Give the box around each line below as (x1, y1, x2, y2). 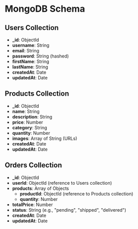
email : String (12, 48, 39, 53)
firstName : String (12, 59, 49, 64)
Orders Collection (5, 161, 62, 169)
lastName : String (12, 64, 48, 70)
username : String (12, 42, 49, 48)
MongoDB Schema (5, 3, 85, 15)
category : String (12, 124, 47, 130)
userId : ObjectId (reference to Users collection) (12, 180, 113, 186)
